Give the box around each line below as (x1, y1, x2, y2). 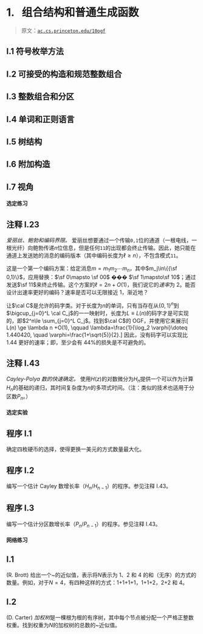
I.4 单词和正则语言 (6, 114, 75, 125)
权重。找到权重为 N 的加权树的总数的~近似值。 (6, 621, 120, 629)
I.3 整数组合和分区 (6, 92, 74, 102)
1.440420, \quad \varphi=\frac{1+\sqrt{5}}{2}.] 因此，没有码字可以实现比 (6, 331, 188, 338)
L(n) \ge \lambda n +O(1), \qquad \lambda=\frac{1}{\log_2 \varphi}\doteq (6, 323, 188, 331)
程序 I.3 (6, 503, 35, 514)
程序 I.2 (6, 465, 35, 475)
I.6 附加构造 (6, 159, 50, 170)
